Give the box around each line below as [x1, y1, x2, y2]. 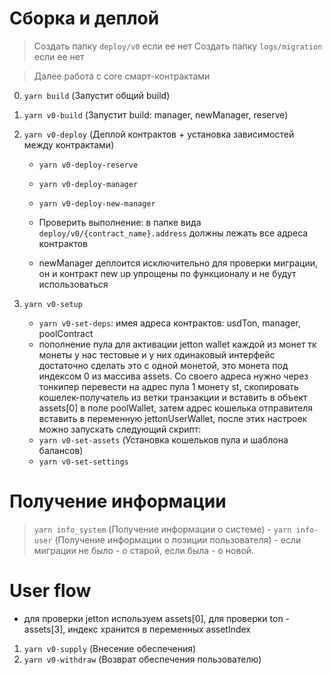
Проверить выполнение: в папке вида [38, 216, 202, 228]
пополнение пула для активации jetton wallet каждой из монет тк [38, 338, 317, 350]
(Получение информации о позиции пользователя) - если [54, 533, 302, 546]
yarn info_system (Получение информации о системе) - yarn [33, 523, 292, 535]
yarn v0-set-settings [38, 457, 129, 467]
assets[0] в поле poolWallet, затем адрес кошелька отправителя [38, 402, 314, 414]
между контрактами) [23, 138, 115, 151]
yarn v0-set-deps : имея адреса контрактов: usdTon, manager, [38, 317, 301, 329]
